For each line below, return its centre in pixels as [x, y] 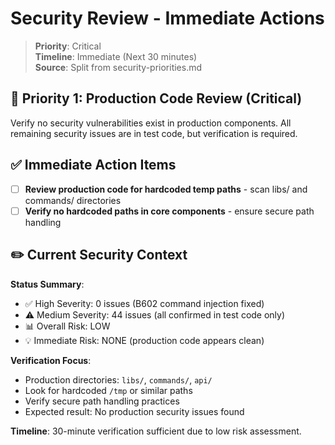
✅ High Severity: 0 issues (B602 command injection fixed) [144, 303]
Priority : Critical [68, 46]
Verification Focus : [51, 360]
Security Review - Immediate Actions [167, 18]
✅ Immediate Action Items [93, 165]
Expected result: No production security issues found [134, 411]
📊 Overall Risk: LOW [67, 326]
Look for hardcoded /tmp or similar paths [108, 390]
